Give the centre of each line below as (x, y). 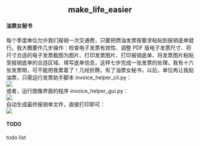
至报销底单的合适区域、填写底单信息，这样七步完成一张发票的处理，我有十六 (100, 63)
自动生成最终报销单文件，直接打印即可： (56, 104)
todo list (16, 137)
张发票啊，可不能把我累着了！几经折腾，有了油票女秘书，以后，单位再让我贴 (100, 70)
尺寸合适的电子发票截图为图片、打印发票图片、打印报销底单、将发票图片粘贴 (100, 55)
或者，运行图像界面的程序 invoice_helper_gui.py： (68, 91)
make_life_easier (100, 10)
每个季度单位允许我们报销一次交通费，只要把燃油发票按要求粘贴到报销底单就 (100, 40)
